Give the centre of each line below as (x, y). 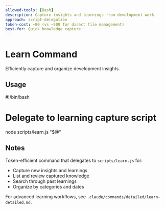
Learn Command (41, 55)
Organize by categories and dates (48, 186)
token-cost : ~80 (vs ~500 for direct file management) (65, 24)
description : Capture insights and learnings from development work (80, 15)
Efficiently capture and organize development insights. (63, 69)
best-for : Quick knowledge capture (43, 29)
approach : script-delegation (36, 19)
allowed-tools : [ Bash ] (29, 10)
